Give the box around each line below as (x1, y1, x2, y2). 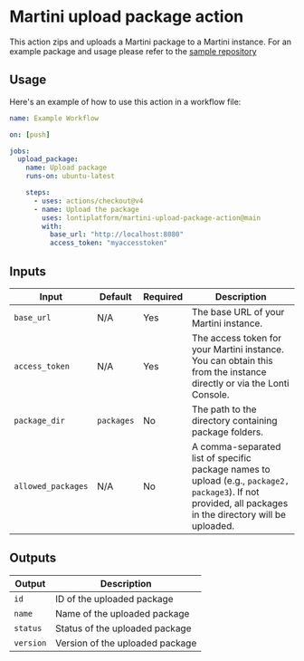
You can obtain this (191, 354, 273, 367)
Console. (191, 388, 230, 400)
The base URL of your (191, 305, 285, 318)
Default (99, 290, 133, 302)
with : (42, 222, 63, 231)
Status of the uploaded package (55, 622, 192, 635)
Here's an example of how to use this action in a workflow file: (9, 96, 242, 107)
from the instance (191, 365, 267, 378)
